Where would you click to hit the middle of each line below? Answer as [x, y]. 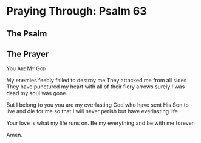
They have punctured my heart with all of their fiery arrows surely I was [96, 87]
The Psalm [27, 34]
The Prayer [28, 54]
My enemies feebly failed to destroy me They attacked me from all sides [97, 81]
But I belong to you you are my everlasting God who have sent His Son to [98, 105]
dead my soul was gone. [37, 93]
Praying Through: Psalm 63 [77, 11]
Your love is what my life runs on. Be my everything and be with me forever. [101, 123]
